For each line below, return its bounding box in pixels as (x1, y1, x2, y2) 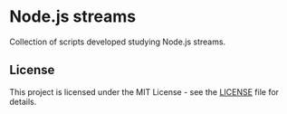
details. (9, 96, 37, 107)
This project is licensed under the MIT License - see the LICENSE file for (9, 86, 279, 97)
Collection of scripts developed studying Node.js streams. (9, 36, 226, 47)
